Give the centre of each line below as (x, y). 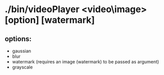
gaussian (22, 51)
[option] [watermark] (50, 20)
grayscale (23, 67)
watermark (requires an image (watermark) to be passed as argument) (86, 62)
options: (18, 39)
